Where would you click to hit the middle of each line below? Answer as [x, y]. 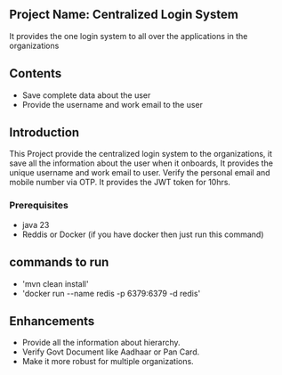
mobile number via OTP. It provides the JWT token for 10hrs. [120, 183]
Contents [36, 73]
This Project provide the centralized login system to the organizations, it [141, 154]
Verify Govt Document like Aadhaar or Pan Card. [111, 352]
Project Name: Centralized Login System [124, 15]
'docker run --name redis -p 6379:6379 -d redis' [111, 293]
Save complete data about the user [86, 95]
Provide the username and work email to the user [112, 104]
